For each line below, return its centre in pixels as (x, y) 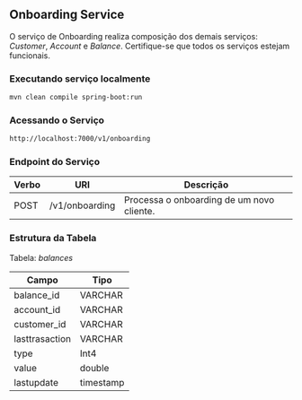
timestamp (102, 382)
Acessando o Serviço (57, 120)
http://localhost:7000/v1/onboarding (80, 139)
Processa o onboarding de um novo (200, 200)
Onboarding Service (67, 15)
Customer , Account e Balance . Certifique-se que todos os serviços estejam (150, 46)
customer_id (40, 324)
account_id (37, 309)
